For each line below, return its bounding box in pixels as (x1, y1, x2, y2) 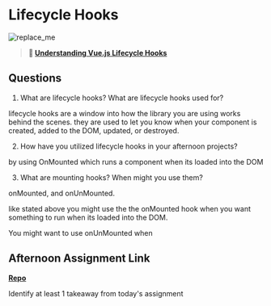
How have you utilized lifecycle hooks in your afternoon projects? (19, 141, 238, 151)
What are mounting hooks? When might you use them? (19, 172, 204, 182)
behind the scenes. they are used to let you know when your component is (8, 117, 257, 127)
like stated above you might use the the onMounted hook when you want (8, 203, 251, 213)
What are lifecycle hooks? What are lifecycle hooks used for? (19, 93, 224, 103)
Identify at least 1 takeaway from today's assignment (8, 288, 184, 298)
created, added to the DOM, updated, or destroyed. (8, 125, 180, 135)
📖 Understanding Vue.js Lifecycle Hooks (28, 48, 167, 57)
